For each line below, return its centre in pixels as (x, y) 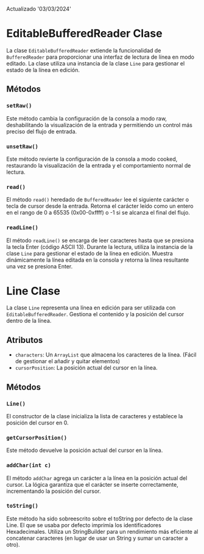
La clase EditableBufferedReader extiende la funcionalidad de (84, 50)
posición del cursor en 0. (37, 423)
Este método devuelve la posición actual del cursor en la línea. (85, 450)
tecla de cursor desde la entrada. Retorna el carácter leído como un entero (100, 206)
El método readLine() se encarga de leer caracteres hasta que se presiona (100, 240)
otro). (13, 544)
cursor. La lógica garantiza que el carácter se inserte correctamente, (92, 484)
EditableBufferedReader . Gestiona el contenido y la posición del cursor (95, 314)
